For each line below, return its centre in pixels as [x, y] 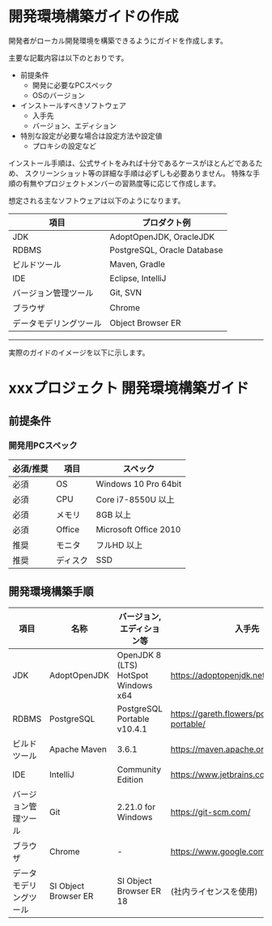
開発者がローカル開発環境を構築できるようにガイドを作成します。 [118, 41]
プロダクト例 [166, 222]
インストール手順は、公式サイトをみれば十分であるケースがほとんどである [132, 163]
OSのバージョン [59, 95]
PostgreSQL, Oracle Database [166, 250]
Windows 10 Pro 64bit [139, 484]
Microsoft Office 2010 [138, 529]
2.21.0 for [136, 807]
